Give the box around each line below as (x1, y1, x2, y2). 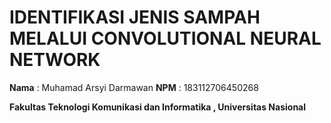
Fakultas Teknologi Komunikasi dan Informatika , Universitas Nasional (9, 101, 307, 113)
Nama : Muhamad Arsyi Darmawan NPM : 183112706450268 (9, 81, 259, 93)
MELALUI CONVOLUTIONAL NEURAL (9, 27, 322, 50)
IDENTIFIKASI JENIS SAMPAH (9, 6, 261, 29)
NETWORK (9, 49, 101, 71)
